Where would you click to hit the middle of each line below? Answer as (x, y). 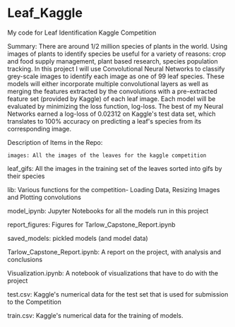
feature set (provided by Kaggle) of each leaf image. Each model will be (112, 99)
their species (26, 176)
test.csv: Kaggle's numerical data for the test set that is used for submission (118, 294)
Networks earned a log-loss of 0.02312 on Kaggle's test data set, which (112, 114)
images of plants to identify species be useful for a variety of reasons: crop (116, 54)
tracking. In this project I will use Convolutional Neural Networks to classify (116, 69)
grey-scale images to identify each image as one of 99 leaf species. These (116, 76)
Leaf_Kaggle (45, 13)
